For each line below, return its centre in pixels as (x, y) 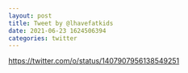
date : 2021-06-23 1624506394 (57, 30)
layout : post (30, 16)
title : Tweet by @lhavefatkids (61, 23)
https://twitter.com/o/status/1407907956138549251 (94, 61)
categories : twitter (43, 38)
